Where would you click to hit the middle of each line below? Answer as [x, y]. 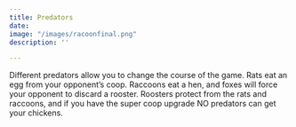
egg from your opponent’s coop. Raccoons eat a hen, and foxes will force [144, 84]
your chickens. [36, 113]
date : [19, 26]
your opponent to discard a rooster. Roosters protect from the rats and [138, 94]
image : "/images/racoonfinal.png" [73, 34]
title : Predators [41, 17]
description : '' [39, 42]
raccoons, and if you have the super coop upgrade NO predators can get [143, 104]
